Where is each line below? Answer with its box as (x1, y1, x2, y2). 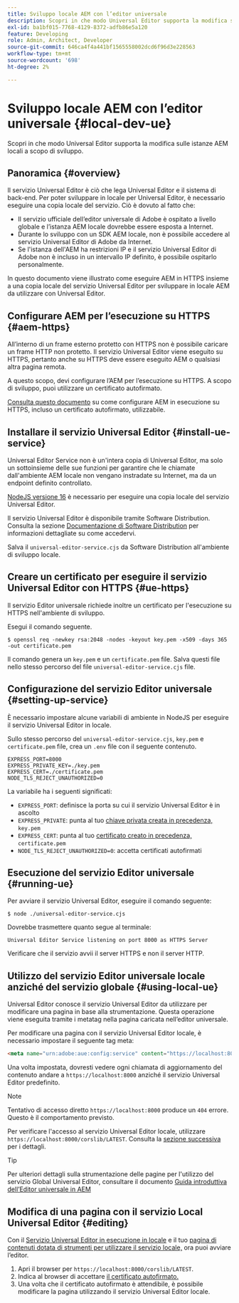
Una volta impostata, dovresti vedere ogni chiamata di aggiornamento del (7, 1063, 223, 1072)
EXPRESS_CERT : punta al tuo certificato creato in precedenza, (17, 831, 192, 839)
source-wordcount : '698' (7, 57, 81, 64)
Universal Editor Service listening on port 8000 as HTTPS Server (7, 937, 208, 944)
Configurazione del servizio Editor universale (7, 683, 212, 695)
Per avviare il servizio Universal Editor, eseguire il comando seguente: (7, 896, 212, 905)
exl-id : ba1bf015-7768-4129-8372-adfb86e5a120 (7, 23, 148, 31)
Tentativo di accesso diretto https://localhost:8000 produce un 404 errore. (7, 1106, 229, 1114)
